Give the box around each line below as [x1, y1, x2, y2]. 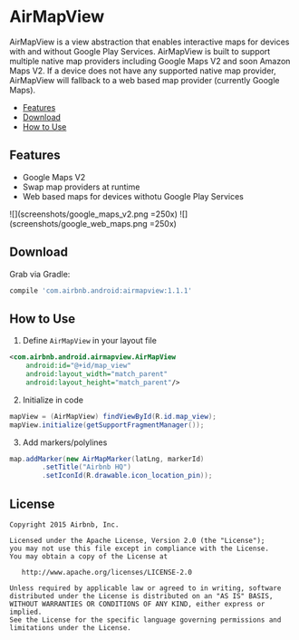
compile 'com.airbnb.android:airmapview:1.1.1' [9, 286, 193, 296]
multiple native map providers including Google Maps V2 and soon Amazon [9, 55, 291, 66]
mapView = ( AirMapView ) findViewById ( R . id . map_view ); [9, 412, 217, 421]
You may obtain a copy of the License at [9, 551, 169, 561]
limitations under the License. [9, 623, 131, 632]
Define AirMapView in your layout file [22, 335, 157, 346]
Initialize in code [22, 394, 84, 405]
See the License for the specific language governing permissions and [9, 615, 282, 625]
